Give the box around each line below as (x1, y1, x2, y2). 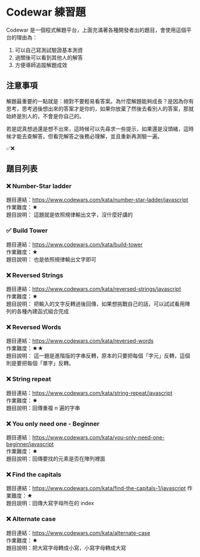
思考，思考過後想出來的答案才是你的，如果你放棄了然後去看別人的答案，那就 (6, 105, 194, 112)
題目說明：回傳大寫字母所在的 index (6, 500, 94, 507)
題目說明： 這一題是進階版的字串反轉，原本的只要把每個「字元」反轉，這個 (6, 352, 190, 359)
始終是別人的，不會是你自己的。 (6, 112, 85, 119)
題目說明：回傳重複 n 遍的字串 (6, 404, 80, 411)
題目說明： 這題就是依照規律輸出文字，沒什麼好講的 (6, 211, 133, 219)
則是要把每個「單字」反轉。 (6, 359, 74, 367)
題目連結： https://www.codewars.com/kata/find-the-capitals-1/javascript (6, 485, 186, 492)
